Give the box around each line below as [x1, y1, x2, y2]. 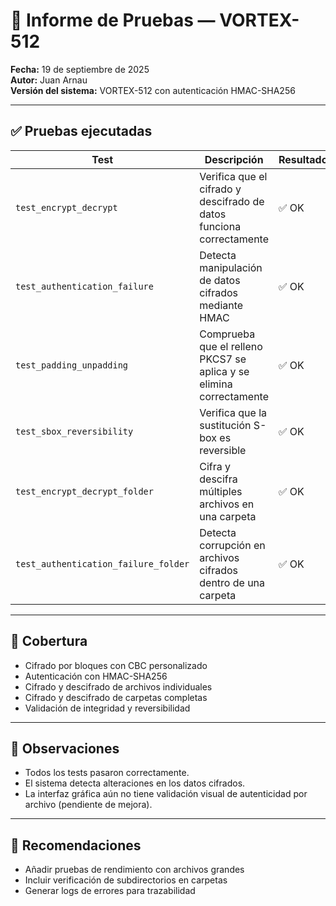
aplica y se [199, 364, 250, 378]
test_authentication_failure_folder [15, 558, 190, 569]
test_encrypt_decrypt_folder [15, 485, 154, 497]
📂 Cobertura [10, 633, 88, 650]
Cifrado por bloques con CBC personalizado [24, 659, 208, 671]
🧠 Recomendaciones [10, 837, 142, 854]
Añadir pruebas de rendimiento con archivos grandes [24, 864, 245, 876]
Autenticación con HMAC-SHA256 [24, 670, 168, 682]
